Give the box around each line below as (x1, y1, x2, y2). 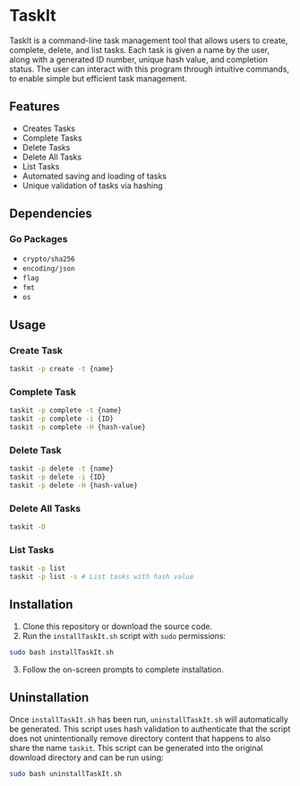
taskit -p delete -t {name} (9, 464, 115, 473)
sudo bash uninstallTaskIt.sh (9, 769, 123, 778)
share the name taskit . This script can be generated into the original (9, 742, 263, 753)
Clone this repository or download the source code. (21, 620, 213, 632)
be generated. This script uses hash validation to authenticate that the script (9, 723, 291, 734)
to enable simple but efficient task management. (9, 73, 188, 83)
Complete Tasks (21, 132, 82, 143)
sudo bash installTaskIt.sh (9, 647, 115, 657)
